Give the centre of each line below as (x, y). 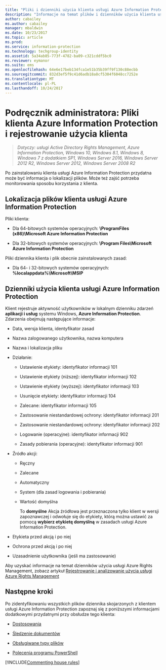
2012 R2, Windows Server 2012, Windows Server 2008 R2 (76, 163)
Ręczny (27, 463)
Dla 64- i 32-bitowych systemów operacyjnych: (61, 268)
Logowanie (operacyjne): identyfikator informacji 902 (74, 434)
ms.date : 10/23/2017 (26, 33)
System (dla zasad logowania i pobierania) (63, 492)
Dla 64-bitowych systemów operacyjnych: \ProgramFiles (71, 228)
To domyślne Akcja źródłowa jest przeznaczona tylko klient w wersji (89, 511)
